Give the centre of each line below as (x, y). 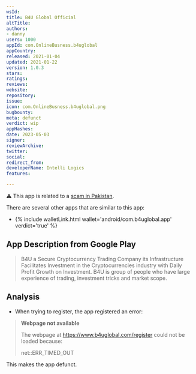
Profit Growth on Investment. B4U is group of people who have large (105, 271)
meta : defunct (24, 118)
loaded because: (42, 341)
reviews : (17, 85)
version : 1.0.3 (25, 68)
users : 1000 (21, 40)
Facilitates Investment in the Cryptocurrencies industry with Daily (101, 265)
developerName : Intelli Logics (45, 168)
